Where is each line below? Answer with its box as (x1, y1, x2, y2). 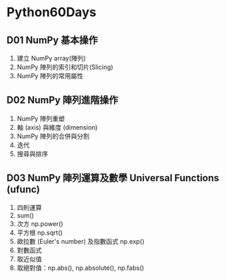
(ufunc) (6, 184, 40, 196)
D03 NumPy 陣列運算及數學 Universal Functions (6, 172, 220, 184)
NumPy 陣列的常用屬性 (16, 72, 84, 80)
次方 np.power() (16, 219, 64, 228)
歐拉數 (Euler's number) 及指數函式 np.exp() (16, 237, 145, 245)
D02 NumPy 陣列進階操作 (6, 94, 118, 106)
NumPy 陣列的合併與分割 (16, 132, 89, 140)
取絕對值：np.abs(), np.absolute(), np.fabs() (16, 263, 145, 272)
